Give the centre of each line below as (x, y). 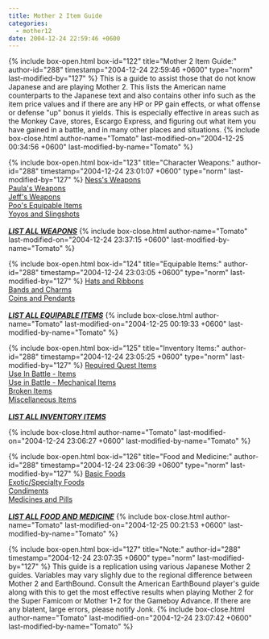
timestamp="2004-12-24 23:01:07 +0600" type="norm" (134, 171)
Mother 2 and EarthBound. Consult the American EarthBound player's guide (134, 584)
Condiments (29, 491)
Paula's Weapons (37, 188)
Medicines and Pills (41, 499)
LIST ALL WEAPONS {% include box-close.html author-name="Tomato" (128, 232)
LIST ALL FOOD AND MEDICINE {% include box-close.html (106, 516)
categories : (28, 23)
